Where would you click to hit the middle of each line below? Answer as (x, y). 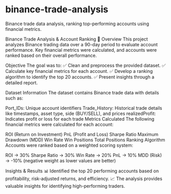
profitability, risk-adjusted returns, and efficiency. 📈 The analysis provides (84, 179)
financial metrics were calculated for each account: (59, 124)
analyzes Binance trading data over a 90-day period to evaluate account (81, 44)
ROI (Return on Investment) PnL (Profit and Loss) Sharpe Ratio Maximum (82, 134)
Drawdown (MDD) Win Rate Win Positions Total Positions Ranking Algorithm (85, 140)
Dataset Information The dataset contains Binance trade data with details (82, 92)
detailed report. (22, 83)
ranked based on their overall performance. (51, 55)
